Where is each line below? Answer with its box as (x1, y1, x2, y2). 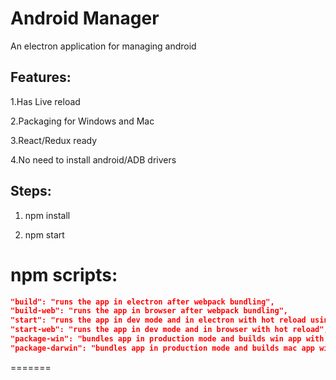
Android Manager (10, 7, 160, 30)
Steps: (10, 183, 52, 200)
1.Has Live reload (10, 95, 81, 107)
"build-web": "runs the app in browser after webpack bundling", (10, 306, 289, 316)
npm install (24, 209, 71, 221)
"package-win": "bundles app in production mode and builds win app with (10, 334, 325, 344)
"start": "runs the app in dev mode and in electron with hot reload (10, 315, 307, 326)
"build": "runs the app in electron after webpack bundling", (10, 297, 275, 307)
